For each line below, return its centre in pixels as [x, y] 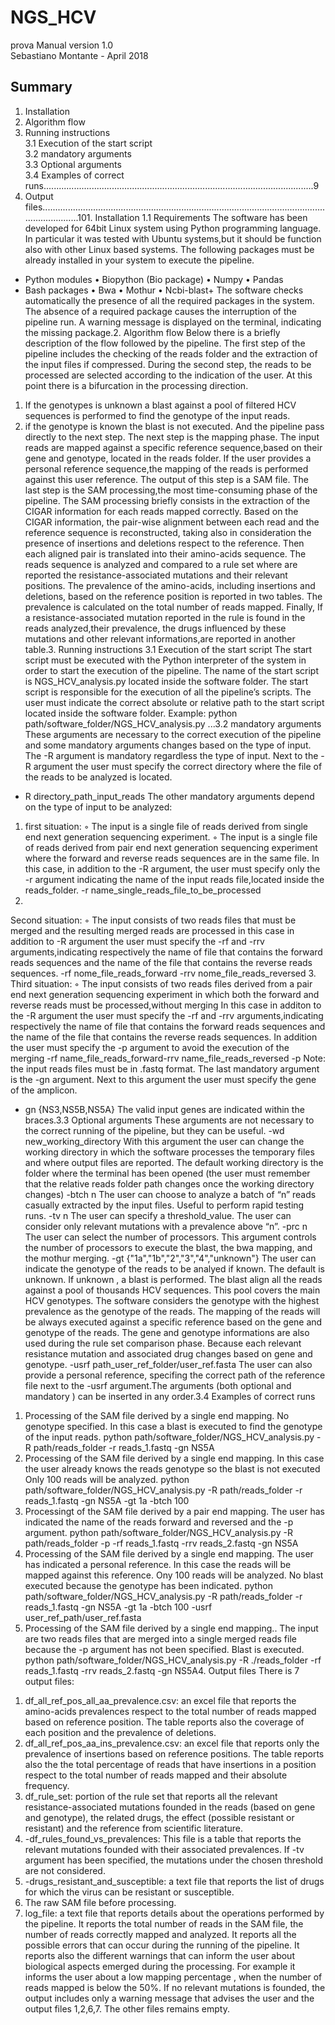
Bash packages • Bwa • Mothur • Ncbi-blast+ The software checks [164, 290]
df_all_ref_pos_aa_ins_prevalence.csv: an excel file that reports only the [172, 1743]
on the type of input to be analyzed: [98, 807]
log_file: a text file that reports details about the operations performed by [174, 1913]
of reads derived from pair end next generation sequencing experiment [171, 847]
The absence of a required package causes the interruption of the [160, 311]
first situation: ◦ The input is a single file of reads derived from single [166, 826]
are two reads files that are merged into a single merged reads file [160, 1638]
